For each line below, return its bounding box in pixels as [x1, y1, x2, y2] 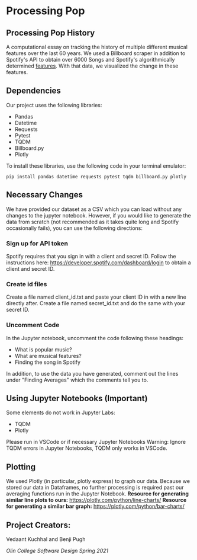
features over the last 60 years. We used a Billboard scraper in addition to [6, 50, 186, 57]
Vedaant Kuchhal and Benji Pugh [6, 535, 86, 543]
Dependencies [6, 86, 61, 96]
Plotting [6, 462, 36, 472]
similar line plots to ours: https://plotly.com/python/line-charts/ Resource [6, 497, 187, 504]
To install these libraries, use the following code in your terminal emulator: [6, 162, 186, 169]
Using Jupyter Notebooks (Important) [6, 393, 148, 404]
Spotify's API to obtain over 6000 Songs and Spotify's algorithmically [6, 56, 175, 63]
